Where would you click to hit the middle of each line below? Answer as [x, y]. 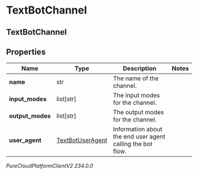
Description [140, 68]
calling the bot [133, 144]
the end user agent [139, 137]
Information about [138, 129]
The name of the [136, 78]
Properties [26, 52]
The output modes [138, 113]
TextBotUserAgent [82, 140]
